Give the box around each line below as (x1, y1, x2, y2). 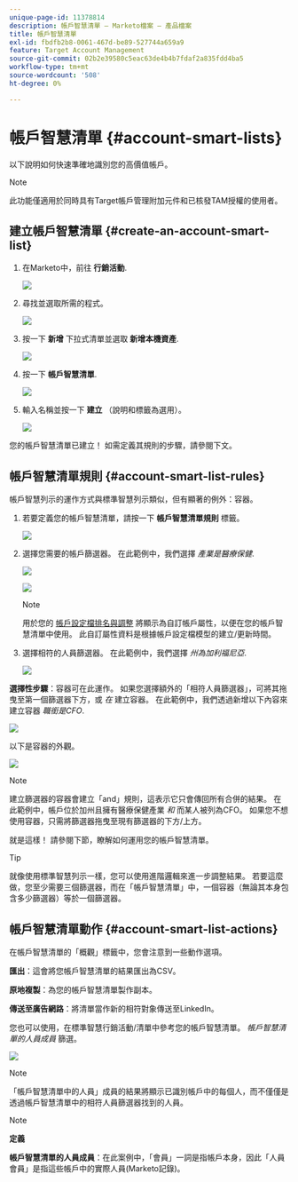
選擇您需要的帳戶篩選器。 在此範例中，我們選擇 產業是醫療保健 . (21, 548, 255, 559)
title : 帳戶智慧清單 (9, 29, 77, 38)
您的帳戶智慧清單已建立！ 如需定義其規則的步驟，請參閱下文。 (9, 440, 237, 451)
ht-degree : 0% (9, 79, 62, 88)
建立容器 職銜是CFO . (9, 705, 85, 716)
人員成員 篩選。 (24, 1034, 82, 1043)
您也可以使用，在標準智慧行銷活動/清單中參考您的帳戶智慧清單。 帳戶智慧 (9, 1022, 278, 1033)
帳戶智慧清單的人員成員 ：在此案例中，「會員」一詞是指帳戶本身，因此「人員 (9, 1152, 286, 1162)
